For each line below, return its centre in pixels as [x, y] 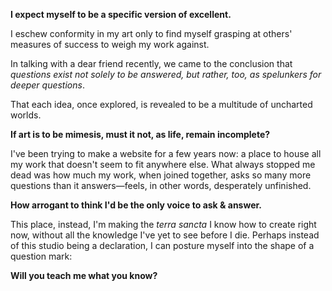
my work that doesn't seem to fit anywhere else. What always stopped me [163, 164]
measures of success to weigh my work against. [110, 44]
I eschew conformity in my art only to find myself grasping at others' [151, 33]
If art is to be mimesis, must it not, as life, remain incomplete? [140, 134]
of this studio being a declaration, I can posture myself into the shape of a [162, 245]
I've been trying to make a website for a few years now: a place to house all [166, 153]
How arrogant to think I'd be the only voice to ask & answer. [136, 205]
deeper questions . [47, 85]
